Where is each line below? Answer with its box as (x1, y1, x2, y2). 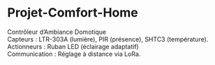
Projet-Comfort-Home (7, 5, 138, 21)
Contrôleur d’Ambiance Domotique (7, 28, 107, 36)
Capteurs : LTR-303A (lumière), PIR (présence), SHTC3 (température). (7, 35, 209, 43)
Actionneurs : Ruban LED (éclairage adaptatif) (7, 42, 140, 50)
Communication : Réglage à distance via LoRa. (7, 50, 141, 58)
